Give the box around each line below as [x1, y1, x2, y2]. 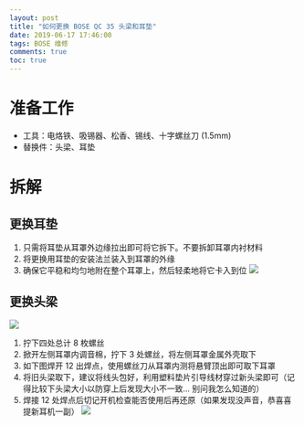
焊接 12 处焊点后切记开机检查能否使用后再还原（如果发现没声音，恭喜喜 [22, 394, 292, 405]
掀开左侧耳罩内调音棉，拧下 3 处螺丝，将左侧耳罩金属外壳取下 [22, 348, 257, 359]
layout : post [9, 13, 59, 23]
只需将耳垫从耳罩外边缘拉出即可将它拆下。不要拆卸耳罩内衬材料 [22, 241, 263, 252]
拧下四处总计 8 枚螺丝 [22, 337, 105, 348]
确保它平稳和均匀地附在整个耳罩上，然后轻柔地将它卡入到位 [22, 264, 247, 275]
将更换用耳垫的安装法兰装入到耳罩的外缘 [22, 253, 175, 264]
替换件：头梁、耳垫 [22, 141, 96, 152]
